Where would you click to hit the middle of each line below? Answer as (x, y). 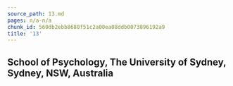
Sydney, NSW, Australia (61, 73)
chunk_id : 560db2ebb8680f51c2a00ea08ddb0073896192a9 (86, 27)
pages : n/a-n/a (30, 20)
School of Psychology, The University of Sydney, (117, 62)
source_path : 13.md (36, 14)
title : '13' (25, 33)
